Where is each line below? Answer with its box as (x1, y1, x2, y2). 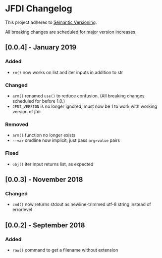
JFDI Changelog (5, 3, 73, 14)
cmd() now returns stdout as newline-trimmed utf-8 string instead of (12, 201, 151, 208)
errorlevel (12, 207, 32, 213)
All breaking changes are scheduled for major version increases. (5, 29, 137, 35)
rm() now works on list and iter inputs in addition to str (12, 69, 123, 75)
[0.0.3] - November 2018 (5, 175, 83, 183)
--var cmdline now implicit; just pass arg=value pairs (12, 137, 120, 143)
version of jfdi (12, 108, 41, 114)
